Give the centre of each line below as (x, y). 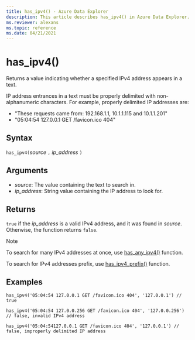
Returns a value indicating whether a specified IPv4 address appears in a (94, 78)
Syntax (19, 138)
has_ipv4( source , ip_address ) (44, 152)
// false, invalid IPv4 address (45, 316)
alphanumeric (23, 102)
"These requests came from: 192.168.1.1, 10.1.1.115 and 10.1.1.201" (91, 114)
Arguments (27, 171)
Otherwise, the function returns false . (52, 229)
